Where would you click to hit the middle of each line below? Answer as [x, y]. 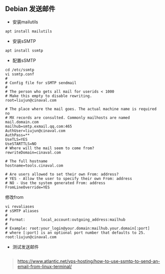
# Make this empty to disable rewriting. [49, 96]
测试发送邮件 [25, 247]
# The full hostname [27, 161]
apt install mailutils [29, 31]
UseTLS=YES [16, 139]
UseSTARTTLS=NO [21, 144]
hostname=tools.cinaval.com [34, 166]
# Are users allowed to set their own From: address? [62, 174]
